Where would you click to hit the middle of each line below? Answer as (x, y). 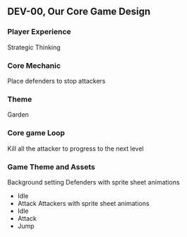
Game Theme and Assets (51, 167)
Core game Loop (36, 133)
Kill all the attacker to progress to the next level (76, 149)
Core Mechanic (34, 65)
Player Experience (40, 32)
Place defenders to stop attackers (56, 81)
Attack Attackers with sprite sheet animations (83, 203)
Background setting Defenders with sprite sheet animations (93, 182)
